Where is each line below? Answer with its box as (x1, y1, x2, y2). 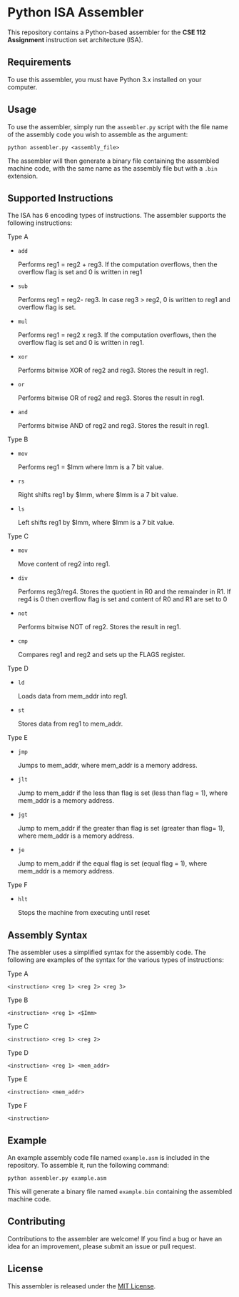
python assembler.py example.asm (7, 1175, 107, 1182)
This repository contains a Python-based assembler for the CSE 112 (7, 28, 206, 36)
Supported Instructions (7, 192, 113, 204)
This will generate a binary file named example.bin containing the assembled (7, 1187, 233, 1196)
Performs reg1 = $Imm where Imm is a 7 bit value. (17, 463, 164, 471)
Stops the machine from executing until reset (17, 908, 151, 917)
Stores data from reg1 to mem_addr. (17, 719, 123, 728)
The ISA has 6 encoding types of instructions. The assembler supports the (7, 211, 227, 220)
